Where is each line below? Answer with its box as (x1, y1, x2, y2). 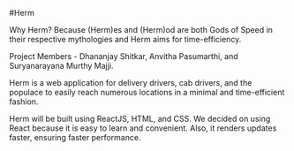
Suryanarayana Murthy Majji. (9, 61, 114, 71)
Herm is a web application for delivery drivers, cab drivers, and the (9, 78, 253, 87)
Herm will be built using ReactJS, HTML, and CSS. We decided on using (9, 114, 271, 124)
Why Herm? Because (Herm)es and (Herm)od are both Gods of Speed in (9, 25, 274, 34)
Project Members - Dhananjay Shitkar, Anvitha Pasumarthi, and (9, 51, 238, 61)
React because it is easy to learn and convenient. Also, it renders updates (9, 123, 277, 133)
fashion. (9, 96, 39, 107)
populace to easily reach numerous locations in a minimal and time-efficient (9, 87, 285, 97)
